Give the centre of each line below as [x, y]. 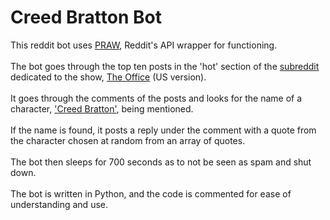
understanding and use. [59, 204]
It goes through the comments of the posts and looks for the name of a [156, 98]
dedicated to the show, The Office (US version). [108, 77]
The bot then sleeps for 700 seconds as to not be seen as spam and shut [161, 162]
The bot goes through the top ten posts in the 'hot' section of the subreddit [165, 66]
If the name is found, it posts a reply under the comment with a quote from [163, 130]
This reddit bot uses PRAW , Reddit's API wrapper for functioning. [144, 45]
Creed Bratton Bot [86, 17]
